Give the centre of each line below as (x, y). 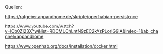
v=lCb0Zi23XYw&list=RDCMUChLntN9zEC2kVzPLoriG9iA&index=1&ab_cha (82, 31)
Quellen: (14, 7)
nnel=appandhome (24, 37)
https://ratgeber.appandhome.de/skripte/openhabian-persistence (72, 16)
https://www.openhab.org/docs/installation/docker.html (61, 46)
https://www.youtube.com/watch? (40, 26)
